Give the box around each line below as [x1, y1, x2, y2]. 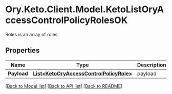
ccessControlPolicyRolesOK [5, 14, 128, 26]
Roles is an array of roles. [5, 31, 59, 37]
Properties [5, 46, 40, 55]
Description [137, 61, 166, 68]
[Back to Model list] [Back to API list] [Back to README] [5, 83, 123, 89]
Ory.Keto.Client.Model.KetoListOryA [5, 4, 164, 15]
